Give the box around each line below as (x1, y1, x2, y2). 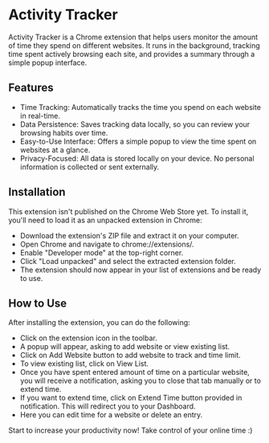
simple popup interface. (8, 58, 88, 67)
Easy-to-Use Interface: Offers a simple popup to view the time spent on (19, 136, 257, 146)
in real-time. (19, 111, 60, 120)
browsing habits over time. (19, 128, 108, 137)
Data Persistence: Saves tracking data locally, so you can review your (19, 119, 251, 129)
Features (8, 81, 54, 95)
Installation (8, 185, 66, 199)
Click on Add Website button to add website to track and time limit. (19, 351, 241, 360)
